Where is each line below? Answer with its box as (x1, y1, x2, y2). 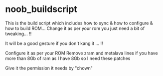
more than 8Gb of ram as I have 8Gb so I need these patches (5, 55, 131, 61)
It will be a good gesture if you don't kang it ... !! (5, 40, 103, 46)
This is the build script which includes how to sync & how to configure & (5, 20, 153, 26)
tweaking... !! (5, 30, 32, 36)
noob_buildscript (5, 3, 77, 15)
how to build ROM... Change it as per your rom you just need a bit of (5, 25, 145, 31)
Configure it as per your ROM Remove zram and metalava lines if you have (5, 50, 158, 56)
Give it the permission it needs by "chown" (5, 65, 93, 71)
